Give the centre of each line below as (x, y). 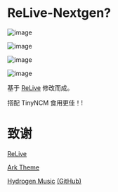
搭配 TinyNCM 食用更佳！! (45, 103)
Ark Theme (24, 167)
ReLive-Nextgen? (59, 13)
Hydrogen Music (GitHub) (45, 181)
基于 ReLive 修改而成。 (40, 88)
